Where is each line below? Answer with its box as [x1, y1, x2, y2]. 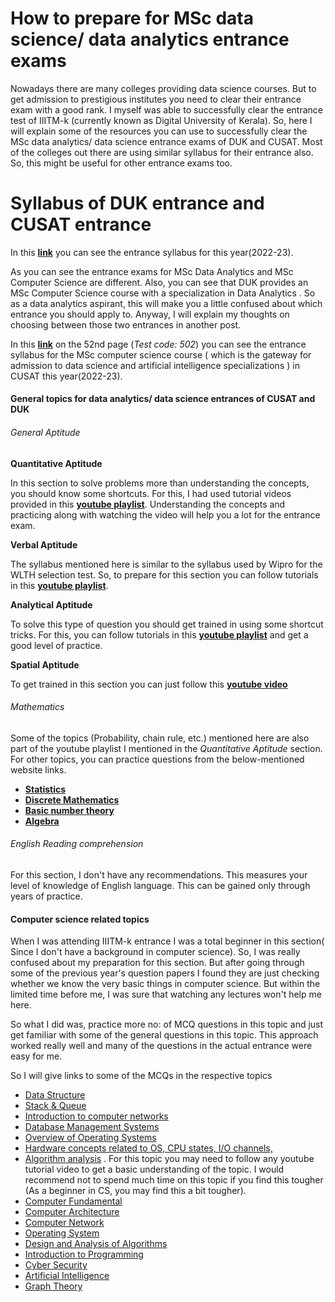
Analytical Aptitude [10, 598, 93, 611]
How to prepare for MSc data [10, 7, 255, 30]
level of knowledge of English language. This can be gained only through [10, 880, 311, 892]
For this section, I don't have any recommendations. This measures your [10, 869, 308, 881]
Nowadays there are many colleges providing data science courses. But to [10, 82, 317, 94]
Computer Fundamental [24, 1195, 123, 1207]
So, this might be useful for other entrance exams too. [10, 157, 233, 169]
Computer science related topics [10, 913, 150, 925]
